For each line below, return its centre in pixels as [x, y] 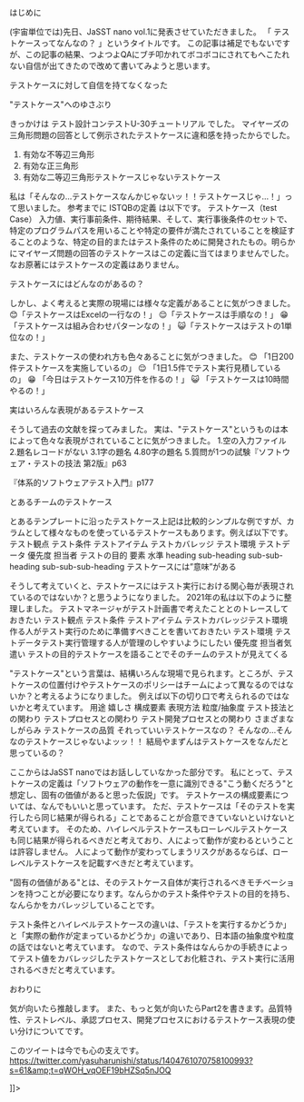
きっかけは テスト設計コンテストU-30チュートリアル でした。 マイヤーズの [149, 124]
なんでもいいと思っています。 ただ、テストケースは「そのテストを [164, 806]
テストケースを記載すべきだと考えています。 [116, 863]
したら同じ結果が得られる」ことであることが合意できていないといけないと [156, 818]
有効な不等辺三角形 [59, 154]
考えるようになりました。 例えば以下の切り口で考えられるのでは [161, 696]
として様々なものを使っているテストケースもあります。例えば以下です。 [159, 532]
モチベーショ [270, 882]
